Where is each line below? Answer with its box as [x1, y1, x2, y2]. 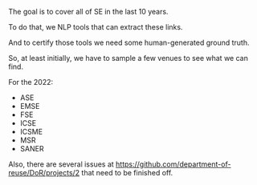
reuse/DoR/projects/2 [8, 168, 80, 177]
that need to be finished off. [81, 168, 173, 177]
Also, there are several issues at [8, 159, 114, 169]
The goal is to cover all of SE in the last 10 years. [8, 7, 169, 16]
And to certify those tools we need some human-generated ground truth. [8, 38, 250, 47]
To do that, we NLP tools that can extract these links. [8, 22, 183, 31]
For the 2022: [8, 78, 54, 86]
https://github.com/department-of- [115, 159, 231, 169]
